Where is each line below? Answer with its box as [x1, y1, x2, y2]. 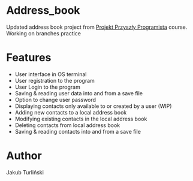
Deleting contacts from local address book [14, 121, 120, 129]
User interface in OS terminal [14, 70, 87, 78]
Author [6, 149, 42, 162]
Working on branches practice [6, 29, 82, 37]
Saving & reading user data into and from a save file [14, 89, 143, 96]
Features [6, 51, 52, 65]
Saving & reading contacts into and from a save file [14, 128, 141, 135]
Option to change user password [14, 96, 96, 103]
